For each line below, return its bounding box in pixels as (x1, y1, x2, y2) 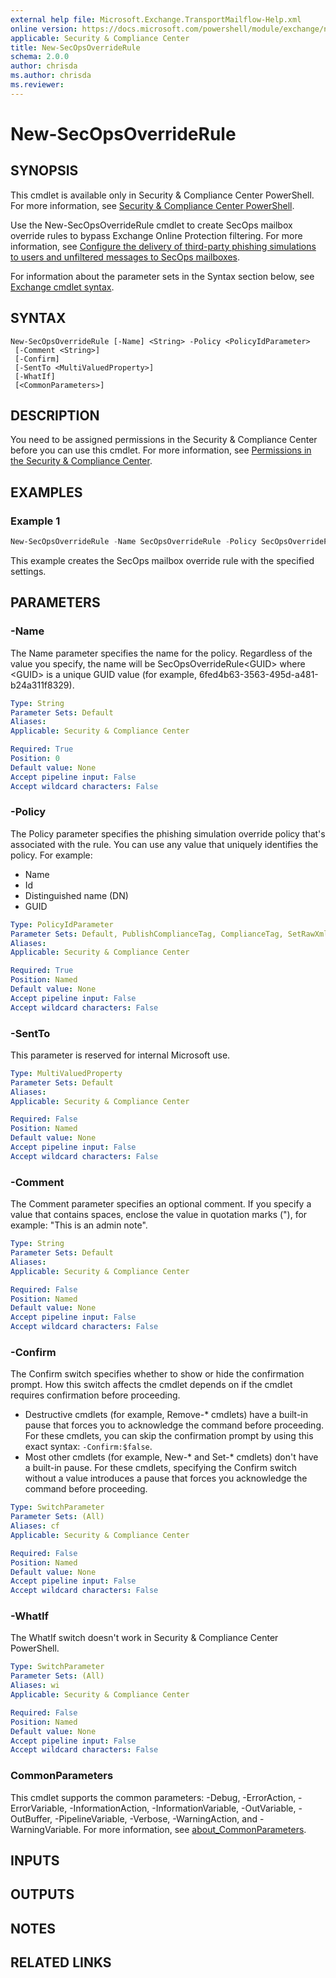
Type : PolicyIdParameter (10, 919, 114, 930)
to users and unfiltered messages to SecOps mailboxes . (10, 251, 241, 263)
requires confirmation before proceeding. (10, 1389, 181, 1401)
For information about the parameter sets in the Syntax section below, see (10, 270, 315, 282)
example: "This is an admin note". (10, 1219, 148, 1231)
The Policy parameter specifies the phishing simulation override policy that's (10, 827, 326, 840)
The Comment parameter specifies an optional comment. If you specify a (10, 1198, 312, 1210)
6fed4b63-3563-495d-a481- (198, 668, 319, 680)
